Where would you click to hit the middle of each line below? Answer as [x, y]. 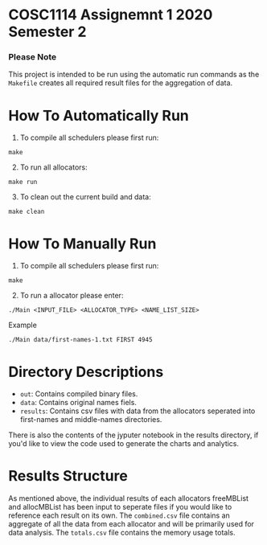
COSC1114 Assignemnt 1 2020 [111, 15]
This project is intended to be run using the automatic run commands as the [134, 75]
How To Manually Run [82, 244]
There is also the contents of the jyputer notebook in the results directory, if [133, 435]
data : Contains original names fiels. [78, 403]
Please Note [33, 57]
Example [23, 325]
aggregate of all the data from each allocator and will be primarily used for [131, 524]
